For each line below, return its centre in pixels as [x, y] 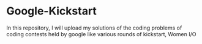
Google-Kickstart [51, 11]
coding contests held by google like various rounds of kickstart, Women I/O [101, 34]
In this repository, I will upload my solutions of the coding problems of [94, 28]
